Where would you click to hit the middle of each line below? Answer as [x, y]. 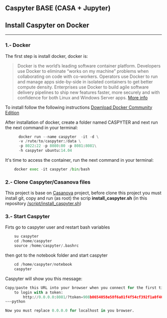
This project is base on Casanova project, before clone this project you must [83, 193]
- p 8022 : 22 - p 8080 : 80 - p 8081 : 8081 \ [57, 146]
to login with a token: [39, 292]
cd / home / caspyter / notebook [43, 265]
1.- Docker [18, 45]
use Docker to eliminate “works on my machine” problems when [83, 71]
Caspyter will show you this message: [44, 279]
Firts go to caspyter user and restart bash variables [58, 227]
